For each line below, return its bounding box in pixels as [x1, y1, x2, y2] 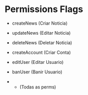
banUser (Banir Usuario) [12, 69, 62, 75]
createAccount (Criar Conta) [12, 49, 71, 55]
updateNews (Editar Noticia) [12, 30, 71, 36]
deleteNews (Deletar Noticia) [12, 39, 72, 46]
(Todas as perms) [19, 84, 56, 90]
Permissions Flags [5, 4, 83, 15]
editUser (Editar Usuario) [12, 59, 64, 65]
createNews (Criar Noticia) [12, 20, 68, 26]
